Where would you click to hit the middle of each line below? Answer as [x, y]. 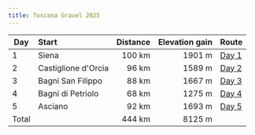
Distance [133, 42]
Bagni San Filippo [70, 81]
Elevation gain [185, 42]
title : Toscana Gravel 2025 [54, 15]
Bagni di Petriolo [68, 93]
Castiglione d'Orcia [73, 67]
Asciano [53, 106]
